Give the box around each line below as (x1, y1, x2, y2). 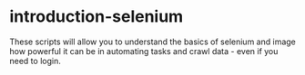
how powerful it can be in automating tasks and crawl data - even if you (9, 45, 279, 56)
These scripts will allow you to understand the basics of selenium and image (9, 36, 296, 47)
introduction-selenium (9, 6, 184, 27)
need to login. (9, 55, 61, 66)
